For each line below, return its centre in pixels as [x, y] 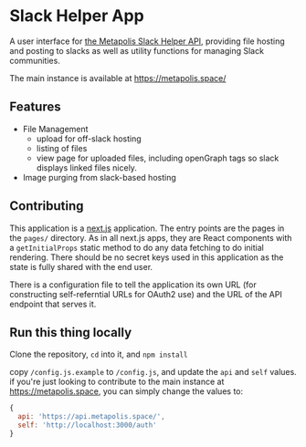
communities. [35, 60]
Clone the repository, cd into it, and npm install [99, 354]
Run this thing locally [71, 333]
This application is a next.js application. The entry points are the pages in [147, 228]
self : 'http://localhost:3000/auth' [87, 425]
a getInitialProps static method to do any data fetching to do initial [137, 247]
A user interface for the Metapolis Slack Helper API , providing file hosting [147, 41]
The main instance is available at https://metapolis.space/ [118, 78]
